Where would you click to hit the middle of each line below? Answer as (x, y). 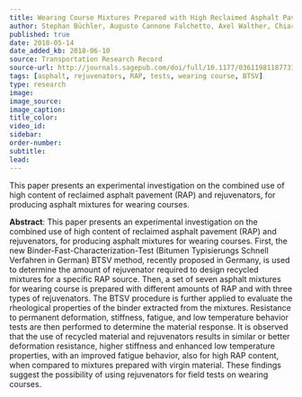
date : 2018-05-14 (42, 43)
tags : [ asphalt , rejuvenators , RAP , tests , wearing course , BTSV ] (136, 76)
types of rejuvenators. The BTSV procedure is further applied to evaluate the (151, 298)
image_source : (36, 101)
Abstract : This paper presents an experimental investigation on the (133, 222)
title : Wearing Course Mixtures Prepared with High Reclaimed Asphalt (144, 18)
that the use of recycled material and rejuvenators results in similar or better (150, 336)
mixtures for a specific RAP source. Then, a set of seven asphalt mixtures (145, 278)
